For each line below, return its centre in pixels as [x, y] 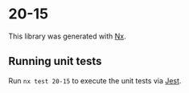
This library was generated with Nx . [67, 36]
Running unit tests [55, 61]
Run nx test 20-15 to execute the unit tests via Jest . [95, 80]
